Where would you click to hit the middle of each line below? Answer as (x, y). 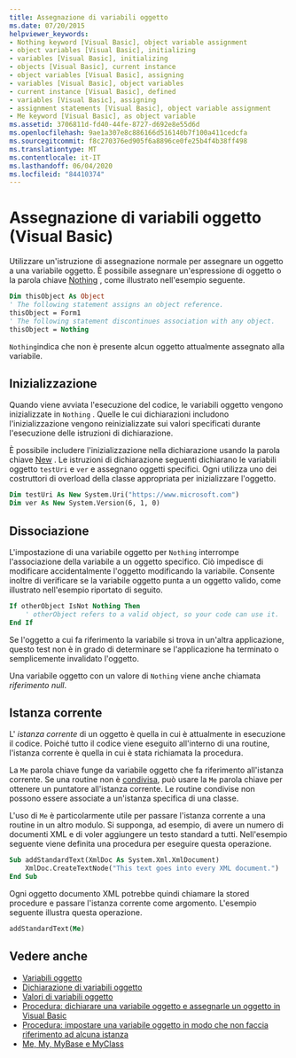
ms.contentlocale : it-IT (55, 157)
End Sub (23, 877)
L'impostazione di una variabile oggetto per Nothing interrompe (124, 552)
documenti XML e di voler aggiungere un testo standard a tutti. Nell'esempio (148, 835)
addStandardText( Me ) (47, 929)
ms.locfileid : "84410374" (57, 174)
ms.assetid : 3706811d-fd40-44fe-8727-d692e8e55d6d (105, 125)
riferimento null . (38, 685)
